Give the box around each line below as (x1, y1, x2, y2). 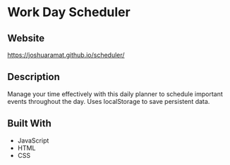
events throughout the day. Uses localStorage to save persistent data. (7, 97, 210, 105)
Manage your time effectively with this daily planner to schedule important (7, 89, 224, 98)
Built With (7, 117, 52, 130)
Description (7, 71, 60, 83)
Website (7, 32, 44, 44)
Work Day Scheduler (7, 4, 131, 20)
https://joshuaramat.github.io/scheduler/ (7, 51, 125, 59)
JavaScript (17, 136, 49, 145)
